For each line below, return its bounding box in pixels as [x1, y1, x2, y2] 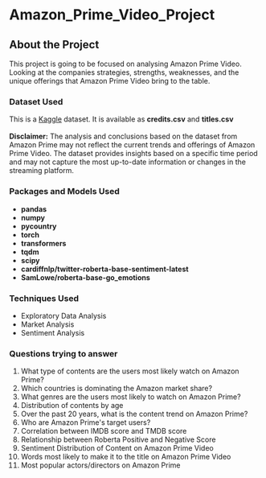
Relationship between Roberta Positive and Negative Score [20, 435, 216, 444]
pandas [20, 204, 47, 214]
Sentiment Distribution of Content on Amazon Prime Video [20, 443, 214, 453]
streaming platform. [9, 166, 75, 175]
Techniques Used [9, 292, 80, 303]
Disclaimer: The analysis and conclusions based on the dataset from [9, 131, 238, 142]
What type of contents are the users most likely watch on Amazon [20, 366, 239, 376]
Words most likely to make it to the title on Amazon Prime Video [20, 452, 231, 462]
